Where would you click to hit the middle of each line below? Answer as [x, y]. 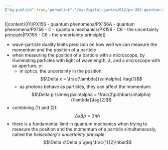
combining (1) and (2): [35, 107]
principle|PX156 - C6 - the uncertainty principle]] [55, 34]
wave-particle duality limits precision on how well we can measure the [85, 44]
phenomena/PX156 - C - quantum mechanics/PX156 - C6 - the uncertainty [82, 29]
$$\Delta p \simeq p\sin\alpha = [64, 94]
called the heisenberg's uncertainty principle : [59, 134]
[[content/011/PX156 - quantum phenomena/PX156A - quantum [70, 24]
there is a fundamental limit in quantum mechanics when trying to [79, 123]
